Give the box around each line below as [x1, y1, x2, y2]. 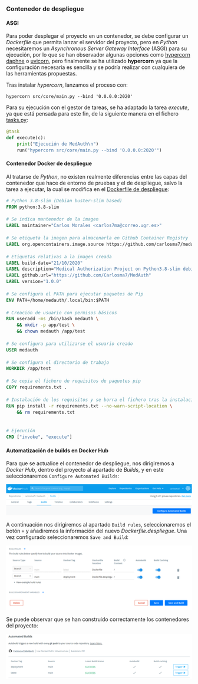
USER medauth [6, 347, 38, 353]
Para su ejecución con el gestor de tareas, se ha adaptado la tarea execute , [6, 104, 190, 111]
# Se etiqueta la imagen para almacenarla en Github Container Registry [6, 235, 189, 241]
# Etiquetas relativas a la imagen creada [6, 254, 112, 259]
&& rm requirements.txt [16, 409, 75, 415]
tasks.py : [6, 117, 28, 124]
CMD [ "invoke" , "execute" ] [6, 434, 72, 440]
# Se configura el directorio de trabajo [6, 359, 110, 366]
